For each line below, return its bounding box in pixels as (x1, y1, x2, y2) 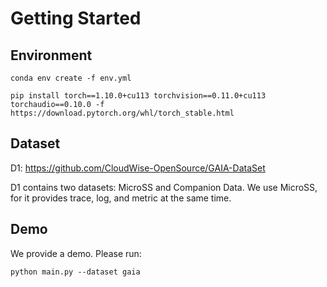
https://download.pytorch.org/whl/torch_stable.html (10, 108, 235, 118)
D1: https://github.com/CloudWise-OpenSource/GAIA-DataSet (10, 162, 266, 174)
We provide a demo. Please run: (10, 247, 142, 259)
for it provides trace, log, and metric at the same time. (10, 192, 232, 204)
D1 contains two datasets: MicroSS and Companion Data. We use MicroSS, (10, 181, 318, 193)
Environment (10, 47, 93, 64)
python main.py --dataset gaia (10, 267, 141, 277)
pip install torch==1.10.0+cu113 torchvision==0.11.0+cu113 (10, 91, 267, 101)
